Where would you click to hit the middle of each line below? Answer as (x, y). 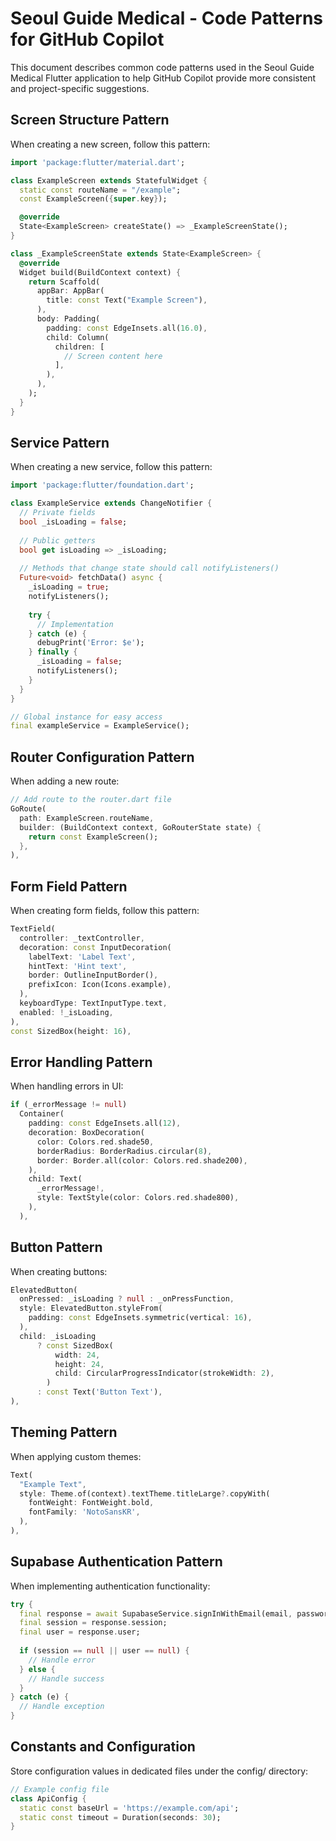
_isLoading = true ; (69, 587)
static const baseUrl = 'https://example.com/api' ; (129, 1808)
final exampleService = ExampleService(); (100, 726)
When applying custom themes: (76, 1456)
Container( (42, 1114)
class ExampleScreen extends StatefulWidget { (109, 180)
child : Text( (55, 1179)
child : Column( (78, 337)
